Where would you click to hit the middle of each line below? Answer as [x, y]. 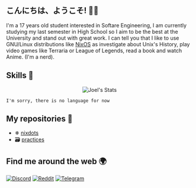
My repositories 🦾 [39, 119]
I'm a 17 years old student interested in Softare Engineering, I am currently [97, 25]
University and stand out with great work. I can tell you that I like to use [93, 38]
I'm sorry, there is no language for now [58, 101]
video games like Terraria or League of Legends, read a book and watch [94, 50]
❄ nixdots [27, 133]
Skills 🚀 [20, 76]
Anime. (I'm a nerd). [30, 57]
